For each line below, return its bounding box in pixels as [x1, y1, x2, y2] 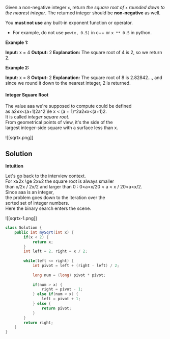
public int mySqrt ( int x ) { [14, 230, 74, 235]
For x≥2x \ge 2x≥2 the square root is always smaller [5, 178, 115, 184]
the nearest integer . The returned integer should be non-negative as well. [5, 10, 161, 16]
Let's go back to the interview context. [5, 173, 86, 179]
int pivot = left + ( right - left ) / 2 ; [32, 263, 120, 269]
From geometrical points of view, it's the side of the [5, 119, 113, 126]
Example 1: [5, 39, 29, 45]
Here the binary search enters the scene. [5, 205, 92, 211]
